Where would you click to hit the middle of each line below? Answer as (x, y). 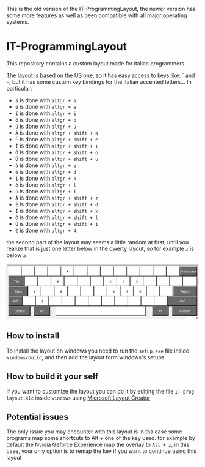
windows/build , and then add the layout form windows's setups (85, 357)
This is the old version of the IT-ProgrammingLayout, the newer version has (101, 9)
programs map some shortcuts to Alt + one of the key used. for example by (101, 438)
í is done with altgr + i (46, 113)
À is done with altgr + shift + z (57, 198)
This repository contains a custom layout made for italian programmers (95, 63)
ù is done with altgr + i (46, 191)
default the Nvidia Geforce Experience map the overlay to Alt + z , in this (98, 445)
